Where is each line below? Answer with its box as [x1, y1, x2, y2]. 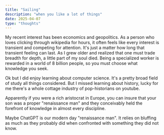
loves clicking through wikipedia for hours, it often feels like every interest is [5, 40, 159, 46]
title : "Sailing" [5, 7, 41, 12]
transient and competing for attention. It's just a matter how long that [5, 45, 145, 51]
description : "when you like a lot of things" [5, 12, 102, 17]
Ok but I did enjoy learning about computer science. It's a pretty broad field [5, 75, 158, 81]
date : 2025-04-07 [5, 16, 41, 21]
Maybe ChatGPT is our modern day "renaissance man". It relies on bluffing [5, 115, 157, 121]
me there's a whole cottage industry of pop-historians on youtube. [5, 85, 140, 91]
